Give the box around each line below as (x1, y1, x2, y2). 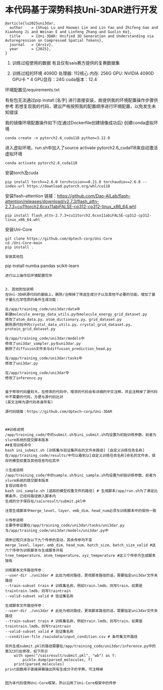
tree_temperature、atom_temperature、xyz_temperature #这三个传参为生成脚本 (5, 553, 156, 558)
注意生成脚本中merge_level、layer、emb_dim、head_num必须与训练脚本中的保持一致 (5, 508, 157, 513)
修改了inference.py (5, 375, 42, 381)
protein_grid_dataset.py (5, 326, 56, 331)
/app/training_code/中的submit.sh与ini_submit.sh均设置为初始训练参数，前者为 (5, 432, 157, 437)
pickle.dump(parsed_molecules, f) (22, 657, 93, 662)
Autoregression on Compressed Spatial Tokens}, (5, 38, 104, 43)
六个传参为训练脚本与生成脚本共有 (5, 548, 63, 553)
